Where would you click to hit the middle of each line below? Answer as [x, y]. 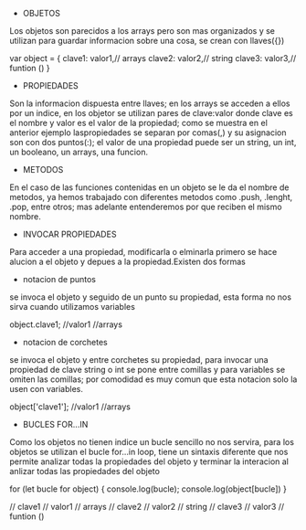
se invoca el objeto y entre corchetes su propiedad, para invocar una [139, 360]
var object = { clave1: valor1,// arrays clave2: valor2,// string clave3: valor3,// [153, 58]
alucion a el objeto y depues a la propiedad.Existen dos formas [128, 261]
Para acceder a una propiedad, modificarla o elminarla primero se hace [143, 252]
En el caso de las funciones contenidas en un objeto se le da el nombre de [149, 187]
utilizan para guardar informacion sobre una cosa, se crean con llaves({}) [147, 41]
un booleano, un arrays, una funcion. [79, 152]
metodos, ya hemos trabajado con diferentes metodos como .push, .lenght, [151, 197]
